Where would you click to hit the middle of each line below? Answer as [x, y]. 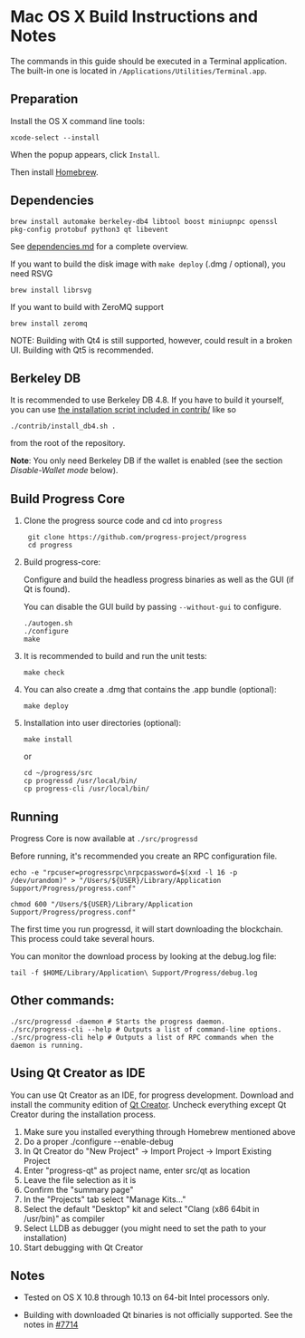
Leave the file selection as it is [80, 1179]
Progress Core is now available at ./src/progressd [104, 839]
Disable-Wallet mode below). [64, 470]
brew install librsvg [51, 290]
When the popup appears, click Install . [86, 154]
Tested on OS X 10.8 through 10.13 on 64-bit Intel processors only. [146, 1297]
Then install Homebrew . [54, 172]
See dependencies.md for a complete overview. [100, 246]
